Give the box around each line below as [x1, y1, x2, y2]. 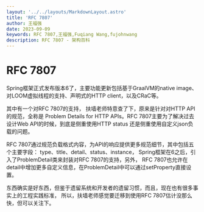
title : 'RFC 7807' [6, 15, 53, 21]
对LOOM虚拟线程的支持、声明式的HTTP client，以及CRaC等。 [6, 92, 162, 99]
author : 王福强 [6, 20, 42, 26]
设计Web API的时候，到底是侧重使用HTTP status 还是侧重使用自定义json [6, 120, 189, 127]
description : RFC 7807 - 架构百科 [6, 37, 90, 43]
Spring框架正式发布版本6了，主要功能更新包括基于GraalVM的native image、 [6, 84, 198, 91]
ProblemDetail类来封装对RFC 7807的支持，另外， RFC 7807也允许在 [16, 156, 188, 163]
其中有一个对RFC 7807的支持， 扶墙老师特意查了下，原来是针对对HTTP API [6, 105, 195, 112]
